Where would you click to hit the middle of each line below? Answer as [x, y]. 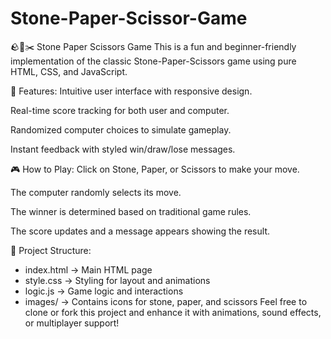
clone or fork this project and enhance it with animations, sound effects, [173, 312]
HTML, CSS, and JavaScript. [69, 71]
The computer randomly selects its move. [96, 192]
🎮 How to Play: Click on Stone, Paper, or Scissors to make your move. [155, 169]
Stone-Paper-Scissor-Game [129, 18]
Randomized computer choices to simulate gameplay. [121, 129]
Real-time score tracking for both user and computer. [120, 110]
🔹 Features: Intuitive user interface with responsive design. [131, 91]
